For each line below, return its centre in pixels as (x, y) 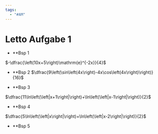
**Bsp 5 (21, 126)
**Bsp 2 (21, 72)
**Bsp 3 (21, 87)
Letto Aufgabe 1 (38, 39)
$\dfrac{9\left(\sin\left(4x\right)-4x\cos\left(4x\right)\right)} (92, 72)
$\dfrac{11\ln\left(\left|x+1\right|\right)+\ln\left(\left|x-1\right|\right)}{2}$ (78, 97)
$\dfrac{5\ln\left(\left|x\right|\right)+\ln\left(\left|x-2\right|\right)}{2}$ (76, 116)
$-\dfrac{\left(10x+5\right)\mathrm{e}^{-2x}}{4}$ (56, 62)
